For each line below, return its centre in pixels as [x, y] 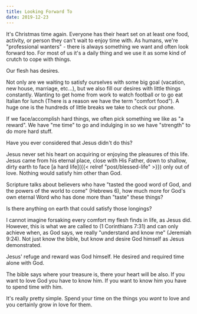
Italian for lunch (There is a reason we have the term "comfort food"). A [93, 101]
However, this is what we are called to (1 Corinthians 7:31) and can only [92, 226]
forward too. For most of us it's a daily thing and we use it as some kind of [96, 53]
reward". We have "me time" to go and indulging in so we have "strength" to [98, 125]
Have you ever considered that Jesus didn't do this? [69, 143]
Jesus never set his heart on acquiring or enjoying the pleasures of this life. [98, 154]
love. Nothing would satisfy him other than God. [64, 173]
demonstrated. [24, 245]
